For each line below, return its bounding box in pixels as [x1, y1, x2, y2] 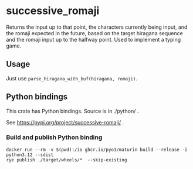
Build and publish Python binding [6, 133, 103, 141]
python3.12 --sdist [6, 151, 54, 158]
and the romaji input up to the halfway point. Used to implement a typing [6, 36, 181, 43]
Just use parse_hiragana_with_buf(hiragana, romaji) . [6, 75, 138, 82]
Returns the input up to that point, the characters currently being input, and [6, 23, 188, 31]
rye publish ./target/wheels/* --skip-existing [6, 157, 127, 163]
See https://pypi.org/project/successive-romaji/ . [6, 119, 124, 126]
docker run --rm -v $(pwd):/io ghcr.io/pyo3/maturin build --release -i [6, 147, 188, 153]
